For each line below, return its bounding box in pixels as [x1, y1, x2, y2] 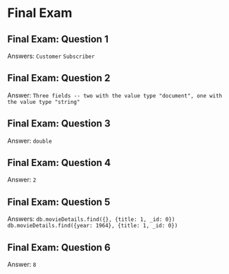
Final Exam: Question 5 [7, 196, 111, 208]
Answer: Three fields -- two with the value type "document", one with [7, 90, 223, 100]
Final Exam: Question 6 [7, 242, 111, 254]
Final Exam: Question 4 [7, 157, 111, 169]
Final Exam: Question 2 [7, 72, 111, 84]
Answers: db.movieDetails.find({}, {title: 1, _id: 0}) [7, 215, 175, 223]
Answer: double [7, 136, 52, 145]
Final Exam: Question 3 [7, 118, 111, 130]
